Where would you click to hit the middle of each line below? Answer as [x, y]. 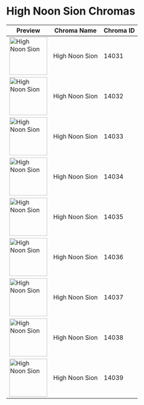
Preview [28, 30]
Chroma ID [119, 30]
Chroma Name [75, 30]
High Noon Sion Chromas [71, 11]
